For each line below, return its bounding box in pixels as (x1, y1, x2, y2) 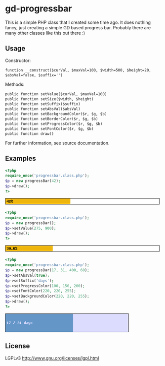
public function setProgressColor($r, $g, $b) (5, 121, 103, 126)
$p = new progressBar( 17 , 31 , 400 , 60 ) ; (5, 267, 90, 273)
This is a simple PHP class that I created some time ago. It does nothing (5, 19, 151, 25)
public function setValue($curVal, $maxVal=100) (5, 91, 107, 97)
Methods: (5, 81, 25, 87)
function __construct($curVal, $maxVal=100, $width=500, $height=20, (5, 67, 152, 72)
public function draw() (5, 131, 54, 136)
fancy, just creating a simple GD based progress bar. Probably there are (5, 24, 151, 30)
